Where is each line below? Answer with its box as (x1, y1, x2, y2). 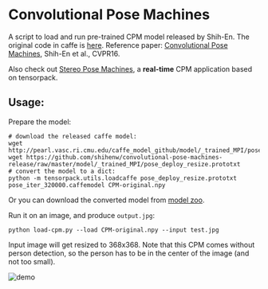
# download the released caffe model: (8, 132, 137, 140)
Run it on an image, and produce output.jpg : (8, 210, 156, 220)
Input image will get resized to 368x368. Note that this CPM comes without (8, 240, 255, 249)
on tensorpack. (8, 72, 58, 82)
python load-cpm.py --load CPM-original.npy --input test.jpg (8, 225, 219, 234)
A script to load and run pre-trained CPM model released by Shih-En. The (8, 32, 250, 41)
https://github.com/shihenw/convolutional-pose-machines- (26, 153, 223, 161)
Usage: (8, 96, 45, 109)
